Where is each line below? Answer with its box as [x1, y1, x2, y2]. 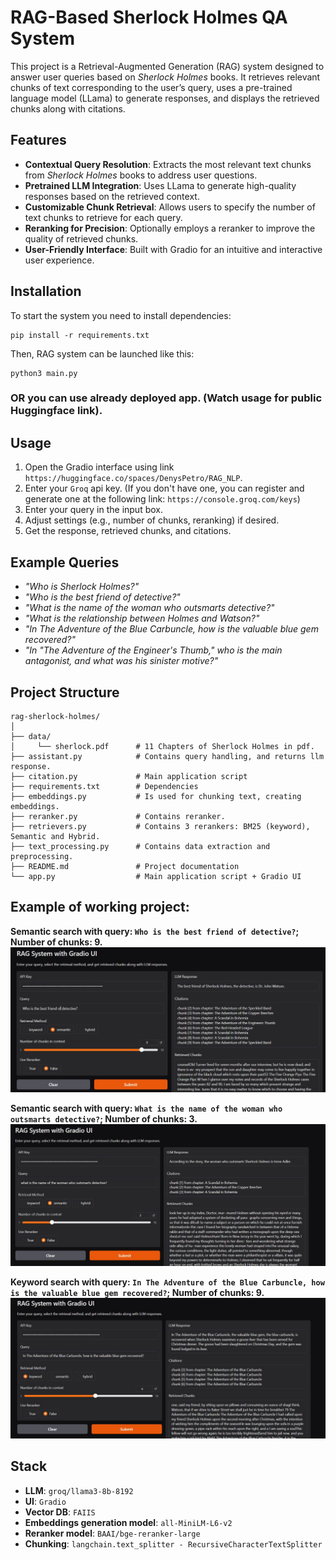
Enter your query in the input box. [24, 504, 163, 516]
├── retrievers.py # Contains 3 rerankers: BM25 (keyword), [10, 821, 311, 831]
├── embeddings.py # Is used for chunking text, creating [10, 791, 302, 801]
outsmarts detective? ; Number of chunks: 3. [10, 1112, 198, 1125]
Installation [10, 283, 82, 300]
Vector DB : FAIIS [24, 1506, 96, 1518]
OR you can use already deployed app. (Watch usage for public [10, 391, 323, 405]
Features [10, 132, 67, 149]
